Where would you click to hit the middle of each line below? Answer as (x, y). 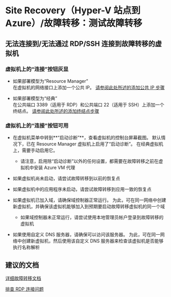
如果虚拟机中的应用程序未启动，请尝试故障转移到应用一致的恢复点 (82, 189)
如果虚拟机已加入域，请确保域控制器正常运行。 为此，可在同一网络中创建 (89, 200)
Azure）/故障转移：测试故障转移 (74, 23)
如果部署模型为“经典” (35, 98)
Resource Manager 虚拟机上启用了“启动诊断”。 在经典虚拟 (98, 144)
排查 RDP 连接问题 (25, 289)
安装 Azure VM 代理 (55, 168)
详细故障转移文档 (23, 278)
